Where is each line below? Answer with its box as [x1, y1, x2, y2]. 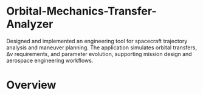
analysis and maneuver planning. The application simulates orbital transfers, [6, 44, 198, 51]
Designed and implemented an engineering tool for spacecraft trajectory [6, 37, 188, 44]
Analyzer [6, 17, 53, 31]
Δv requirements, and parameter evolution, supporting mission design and [6, 50, 193, 57]
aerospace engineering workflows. [6, 57, 94, 64]
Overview [6, 78, 57, 92]
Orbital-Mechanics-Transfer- [6, 4, 157, 18]
